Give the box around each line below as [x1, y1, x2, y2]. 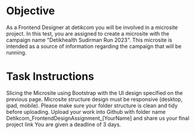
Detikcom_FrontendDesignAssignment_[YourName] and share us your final [6, 114, 190, 122]
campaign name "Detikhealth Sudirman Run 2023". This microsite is [6, 36, 172, 43]
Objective [6, 4, 55, 18]
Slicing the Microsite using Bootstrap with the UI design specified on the [6, 89, 183, 96]
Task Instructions [6, 70, 95, 84]
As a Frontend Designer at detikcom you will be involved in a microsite [6, 24, 178, 31]
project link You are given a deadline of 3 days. [6, 120, 121, 128]
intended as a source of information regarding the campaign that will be [6, 43, 182, 50]
